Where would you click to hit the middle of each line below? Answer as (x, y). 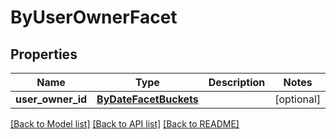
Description (237, 82)
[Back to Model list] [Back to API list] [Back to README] (125, 124)
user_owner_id (51, 99)
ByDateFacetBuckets (147, 99)
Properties (44, 54)
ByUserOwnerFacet (94, 17)
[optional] (298, 99)
